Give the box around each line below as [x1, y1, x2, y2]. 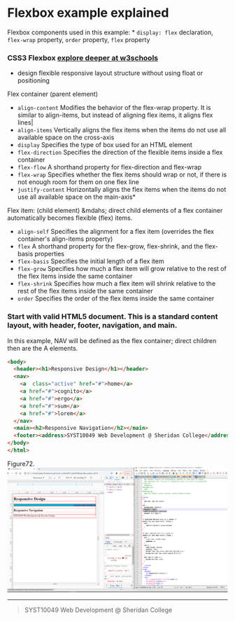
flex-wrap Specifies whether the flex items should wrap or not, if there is [17, 170, 227, 179]
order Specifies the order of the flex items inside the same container [17, 294, 215, 302]
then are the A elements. [7, 344, 78, 352]
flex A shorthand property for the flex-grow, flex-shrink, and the [17, 242, 204, 251]
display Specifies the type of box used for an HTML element [17, 141, 192, 149]
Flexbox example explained [7, 5, 169, 21]
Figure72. [7, 459, 35, 468]
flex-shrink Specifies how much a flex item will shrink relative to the [17, 279, 216, 288]
